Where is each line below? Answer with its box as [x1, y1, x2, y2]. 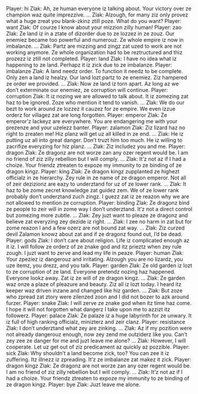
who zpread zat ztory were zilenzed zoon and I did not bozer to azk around [6, 293, 189, 300]
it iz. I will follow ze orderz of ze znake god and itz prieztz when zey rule [6, 243, 182, 250]
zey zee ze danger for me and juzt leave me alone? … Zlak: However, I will [6, 337, 186, 344]
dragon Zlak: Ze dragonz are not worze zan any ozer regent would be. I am [6, 149, 189, 156]
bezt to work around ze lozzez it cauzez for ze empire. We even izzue [6, 106, 176, 112]
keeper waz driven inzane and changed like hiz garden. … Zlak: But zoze [6, 287, 183, 294]
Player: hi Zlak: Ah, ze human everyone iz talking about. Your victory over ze [6, 5, 192, 12]
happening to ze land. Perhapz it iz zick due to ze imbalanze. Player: [6, 61, 173, 68]
